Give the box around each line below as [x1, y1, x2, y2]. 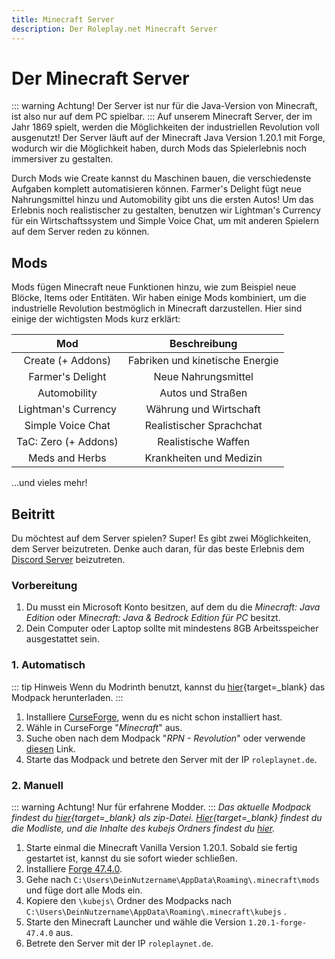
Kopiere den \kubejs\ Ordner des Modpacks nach [25, 894, 233, 906]
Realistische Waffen [157, 435, 251, 449]
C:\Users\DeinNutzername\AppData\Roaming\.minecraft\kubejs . [25, 905, 287, 917]
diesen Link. [25, 742, 76, 755]
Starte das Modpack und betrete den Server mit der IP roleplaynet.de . [25, 753, 318, 765]
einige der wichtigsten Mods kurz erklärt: [11, 313, 181, 325]
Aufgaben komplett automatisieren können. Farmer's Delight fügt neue [11, 183, 302, 195]
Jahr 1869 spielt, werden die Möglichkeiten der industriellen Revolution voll [11, 121, 320, 133]
